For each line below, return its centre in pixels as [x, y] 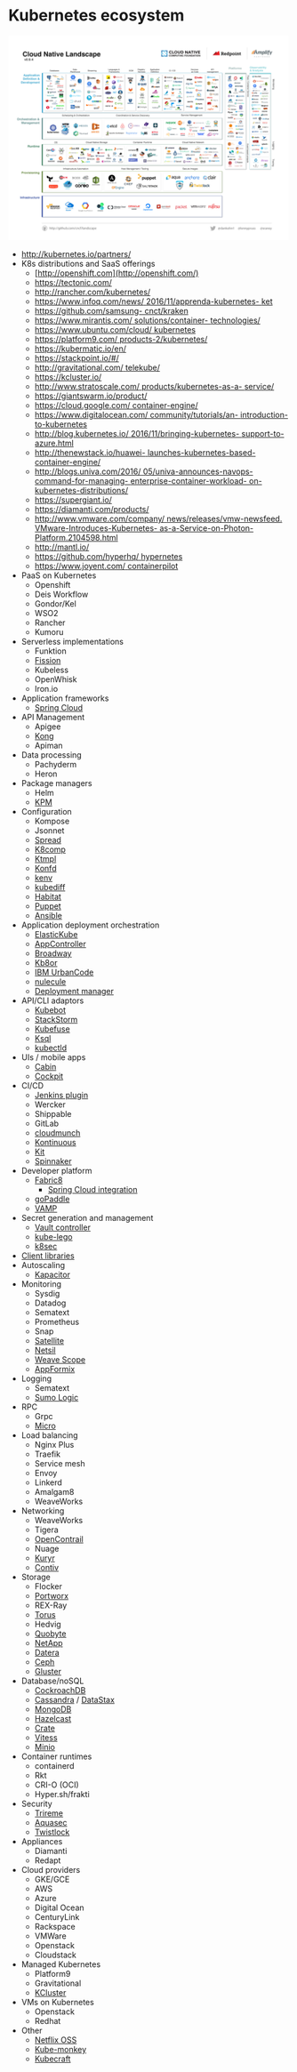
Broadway [53, 953]
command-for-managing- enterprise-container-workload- [141, 481]
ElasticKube [56, 935]
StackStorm [56, 1020]
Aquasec [51, 1823]
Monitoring [41, 1284]
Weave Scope [60, 1360]
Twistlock [52, 1832]
